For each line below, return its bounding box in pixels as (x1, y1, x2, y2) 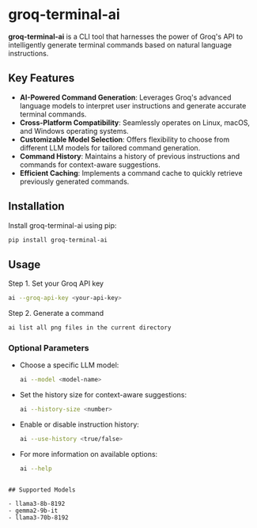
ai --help (19, 465, 53, 473)
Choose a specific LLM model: (19, 360, 119, 370)
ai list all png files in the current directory (8, 324, 172, 332)
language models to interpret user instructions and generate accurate (19, 101, 247, 110)
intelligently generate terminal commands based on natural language (8, 40, 232, 49)
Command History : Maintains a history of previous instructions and (19, 151, 240, 161)
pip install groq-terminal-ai (8, 236, 108, 244)
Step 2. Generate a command (8, 309, 104, 318)
